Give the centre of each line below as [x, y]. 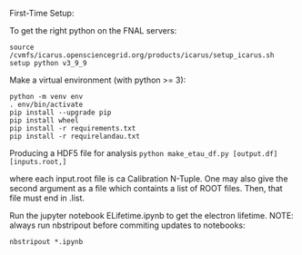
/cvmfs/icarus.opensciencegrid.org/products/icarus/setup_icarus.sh [142, 55]
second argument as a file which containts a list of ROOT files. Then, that [146, 188]
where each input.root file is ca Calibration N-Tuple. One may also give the [149, 179]
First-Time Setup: [42, 13]
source [22, 47]
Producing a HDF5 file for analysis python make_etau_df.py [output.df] [144, 153]
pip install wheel [44, 121]
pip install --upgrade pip [60, 113]
